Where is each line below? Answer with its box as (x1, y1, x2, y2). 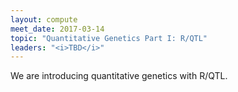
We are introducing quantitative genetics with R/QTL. (10, 70, 228, 82)
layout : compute (10, 14, 78, 25)
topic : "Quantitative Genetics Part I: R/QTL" (10, 33, 208, 43)
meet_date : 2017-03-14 (10, 24, 105, 34)
